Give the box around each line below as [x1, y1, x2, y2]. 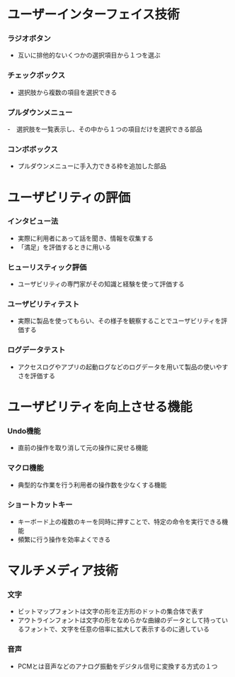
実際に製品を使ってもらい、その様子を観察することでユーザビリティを [17, 317, 222, 325]
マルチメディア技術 [7, 563, 119, 579]
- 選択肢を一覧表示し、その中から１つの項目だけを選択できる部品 [7, 125, 203, 133]
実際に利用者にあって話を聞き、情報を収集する [17, 233, 154, 242]
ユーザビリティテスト [7, 299, 80, 309]
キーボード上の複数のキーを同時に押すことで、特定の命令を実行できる [17, 517, 222, 526]
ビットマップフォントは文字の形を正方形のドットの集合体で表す [17, 607, 204, 616]
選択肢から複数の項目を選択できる [17, 88, 117, 97]
